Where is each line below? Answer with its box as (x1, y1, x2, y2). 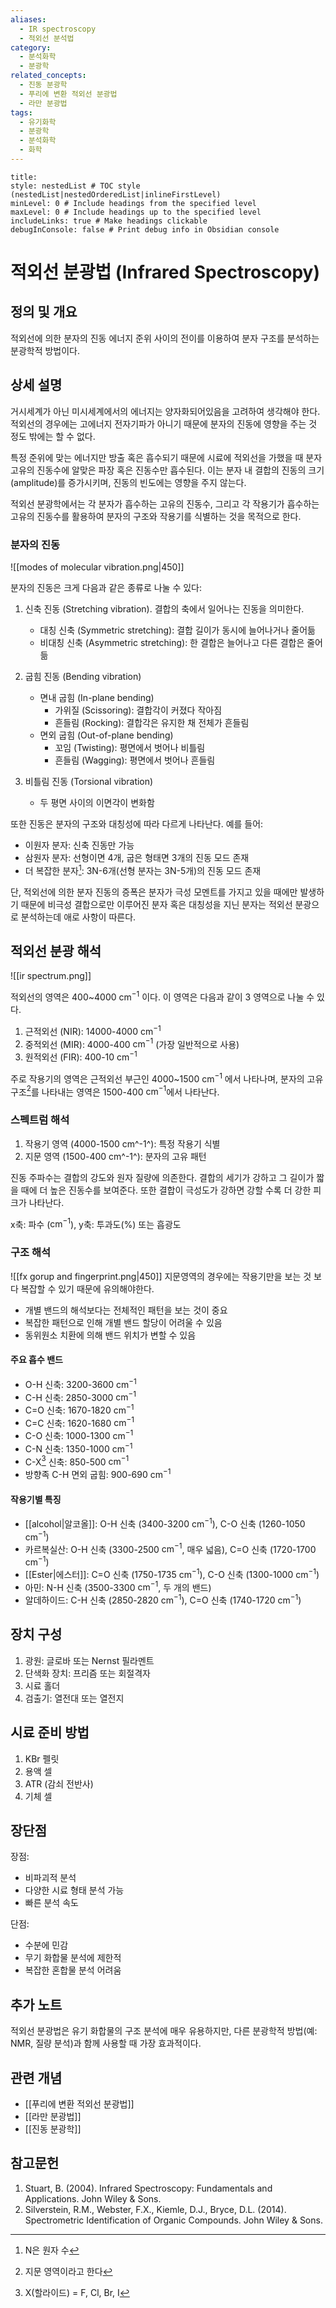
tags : (10, 107, 33, 118)
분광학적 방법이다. (10, 344, 81, 356)
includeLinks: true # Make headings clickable (10, 216, 208, 226)
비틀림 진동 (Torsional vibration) (24, 775, 154, 787)
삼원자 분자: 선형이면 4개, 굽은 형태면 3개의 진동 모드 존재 (24, 851, 250, 863)
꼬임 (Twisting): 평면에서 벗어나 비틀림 (54, 741, 206, 753)
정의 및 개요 (10, 304, 78, 321)
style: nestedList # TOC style (10, 181, 141, 191)
